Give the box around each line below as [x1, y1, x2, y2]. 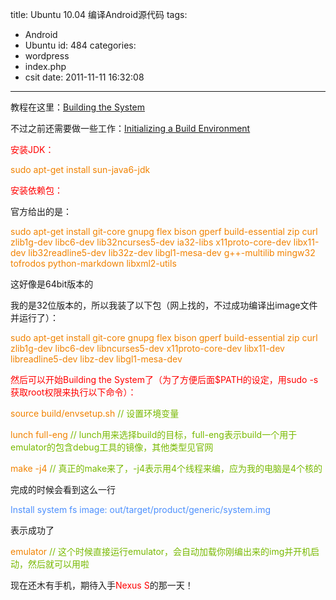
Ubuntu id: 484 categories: [24, 39, 137, 51]
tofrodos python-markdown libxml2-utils [10, 258, 177, 269]
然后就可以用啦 [27, 558, 90, 570]
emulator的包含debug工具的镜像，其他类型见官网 [10, 441, 214, 453]
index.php [24, 61, 67, 72]
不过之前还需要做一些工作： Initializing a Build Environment [10, 123, 251, 134]
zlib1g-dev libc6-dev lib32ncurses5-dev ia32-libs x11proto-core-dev [10, 236, 292, 248]
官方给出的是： [10, 206, 72, 217]
